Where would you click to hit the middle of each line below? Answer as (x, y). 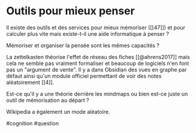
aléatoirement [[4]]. (30, 82)
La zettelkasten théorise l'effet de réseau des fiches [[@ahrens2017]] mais (98, 57)
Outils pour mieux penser (70, 11)
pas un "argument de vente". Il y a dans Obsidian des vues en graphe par (97, 69)
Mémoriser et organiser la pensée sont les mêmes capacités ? (83, 45)
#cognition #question (32, 123)
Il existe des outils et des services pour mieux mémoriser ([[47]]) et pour (96, 27)
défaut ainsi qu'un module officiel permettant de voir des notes (84, 76)
